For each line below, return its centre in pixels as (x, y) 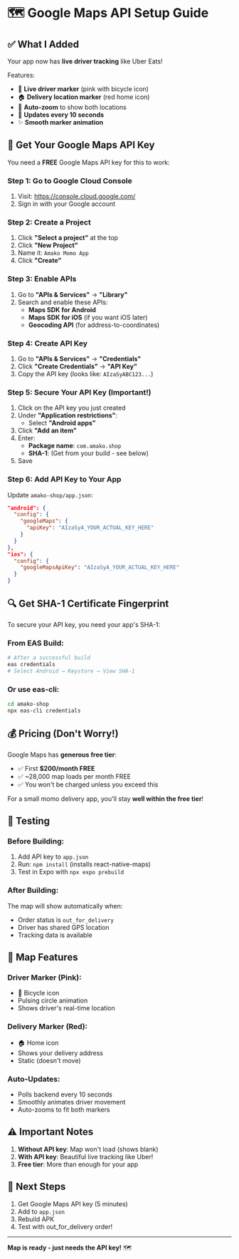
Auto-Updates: (34, 1079)
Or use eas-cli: (33, 689)
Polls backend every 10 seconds (65, 1094)
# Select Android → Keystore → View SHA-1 (71, 671)
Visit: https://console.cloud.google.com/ (76, 197)
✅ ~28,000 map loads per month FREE (74, 776)
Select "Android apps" (62, 423)
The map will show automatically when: (65, 906)
